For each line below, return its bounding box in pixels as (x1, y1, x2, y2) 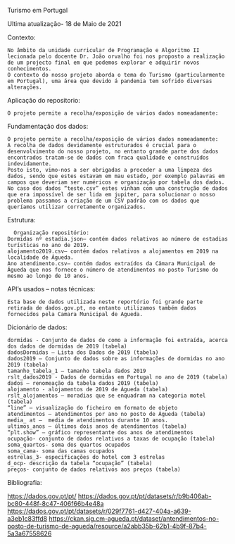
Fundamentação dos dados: (7, 122, 89, 130)
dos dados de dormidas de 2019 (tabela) (7, 343, 128, 350)
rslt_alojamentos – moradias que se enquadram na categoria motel (7, 392, 206, 399)
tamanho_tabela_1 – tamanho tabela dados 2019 (7, 367, 146, 374)
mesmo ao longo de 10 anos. (7, 272, 90, 279)
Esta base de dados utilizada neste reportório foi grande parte (7, 298, 203, 305)
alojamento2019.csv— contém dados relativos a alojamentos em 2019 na (7, 248, 219, 255)
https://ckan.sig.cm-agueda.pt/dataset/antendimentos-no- (49, 514, 220, 523)
